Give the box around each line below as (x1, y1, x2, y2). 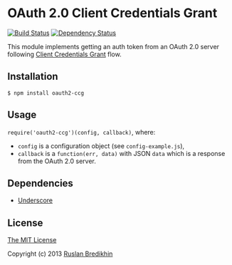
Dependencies (7, 177, 73, 189)
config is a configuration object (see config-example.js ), (17, 141, 185, 150)
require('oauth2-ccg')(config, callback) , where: (7, 128, 156, 136)
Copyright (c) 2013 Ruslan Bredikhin (7, 249, 113, 258)
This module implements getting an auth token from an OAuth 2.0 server (7, 42, 219, 51)
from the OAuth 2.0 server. (17, 157, 96, 165)
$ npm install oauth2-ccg (7, 89, 84, 97)
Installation (7, 71, 58, 83)
